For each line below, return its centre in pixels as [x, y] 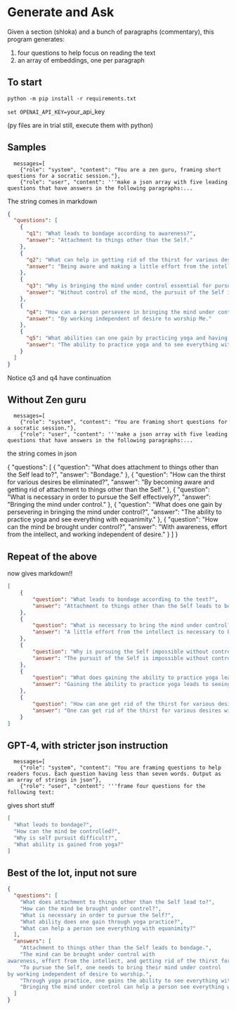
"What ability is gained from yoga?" [69, 844]
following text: [31, 792]
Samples [27, 147]
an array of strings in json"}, [54, 780]
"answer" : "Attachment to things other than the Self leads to [127, 606]
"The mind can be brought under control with [88, 954]
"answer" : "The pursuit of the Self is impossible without [121, 658]
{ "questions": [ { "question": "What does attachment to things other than [113, 467]
